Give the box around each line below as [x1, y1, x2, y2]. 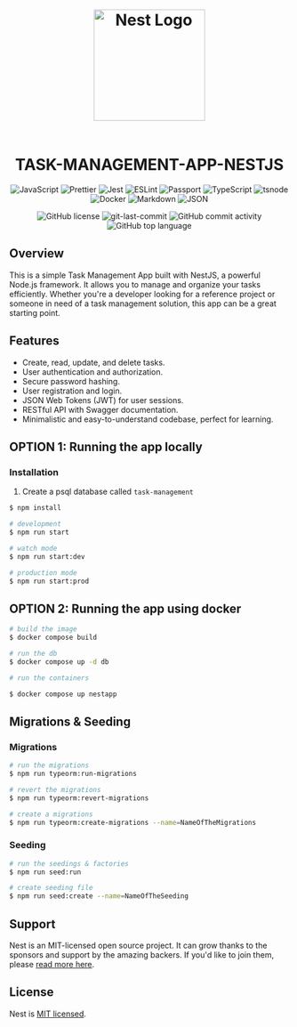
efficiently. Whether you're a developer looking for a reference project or [9, 288, 276, 299]
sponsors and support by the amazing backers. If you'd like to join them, [9, 949, 274, 960]
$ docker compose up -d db [9, 657, 109, 667]
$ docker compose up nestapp [9, 690, 117, 699]
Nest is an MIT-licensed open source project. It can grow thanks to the [9, 940, 268, 950]
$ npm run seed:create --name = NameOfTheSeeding [9, 892, 189, 901]
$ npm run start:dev [9, 552, 86, 561]
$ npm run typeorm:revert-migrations [9, 793, 149, 803]
